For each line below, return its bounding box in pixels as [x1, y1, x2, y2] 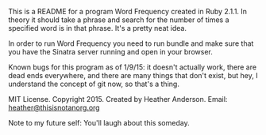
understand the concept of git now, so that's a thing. [8, 79, 180, 88]
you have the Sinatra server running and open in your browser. [8, 47, 213, 56]
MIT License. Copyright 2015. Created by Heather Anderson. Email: [8, 95, 228, 103]
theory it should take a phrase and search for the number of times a [8, 15, 229, 24]
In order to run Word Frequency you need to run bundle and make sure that [8, 39, 254, 48]
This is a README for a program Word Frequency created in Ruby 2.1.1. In [8, 7, 248, 16]
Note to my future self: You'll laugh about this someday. [8, 118, 190, 127]
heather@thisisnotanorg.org [8, 103, 101, 112]
